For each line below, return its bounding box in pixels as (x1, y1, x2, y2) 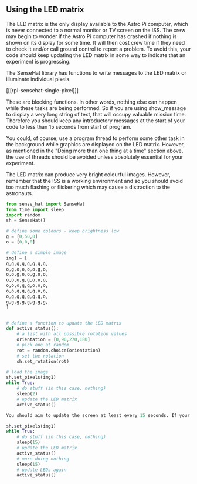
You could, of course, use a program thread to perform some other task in (6, 135, 185, 142)
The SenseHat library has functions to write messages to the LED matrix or (6, 69, 186, 76)
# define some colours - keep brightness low (6, 228, 119, 234)
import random (6, 212, 41, 218)
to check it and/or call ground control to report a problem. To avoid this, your (6, 45, 191, 52)
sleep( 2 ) (16, 391, 38, 397)
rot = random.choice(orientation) (16, 347, 101, 353)
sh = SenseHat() (6, 218, 46, 223)
